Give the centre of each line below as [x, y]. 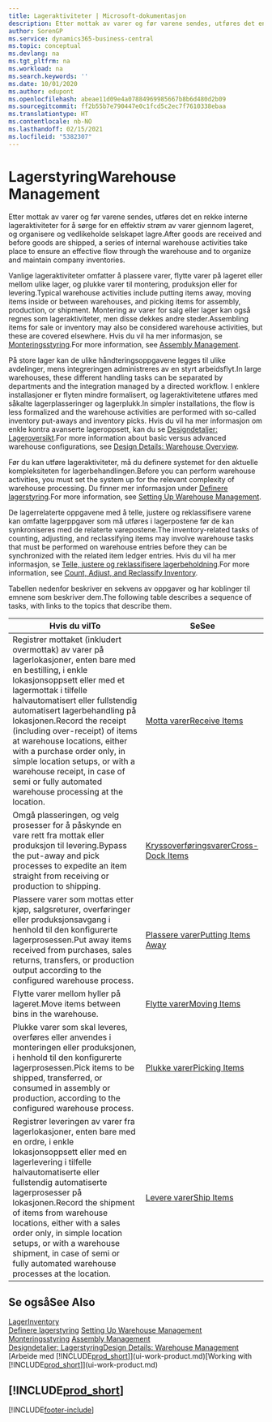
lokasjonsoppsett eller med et [69, 680]
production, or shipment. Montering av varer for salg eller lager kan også [130, 310]
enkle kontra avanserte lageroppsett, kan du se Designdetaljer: [113, 429]
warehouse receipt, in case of [69, 771]
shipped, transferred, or [57, 1078]
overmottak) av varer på [58, 649]
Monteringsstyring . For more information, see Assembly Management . [125, 344]
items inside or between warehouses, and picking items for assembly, [125, 301]
